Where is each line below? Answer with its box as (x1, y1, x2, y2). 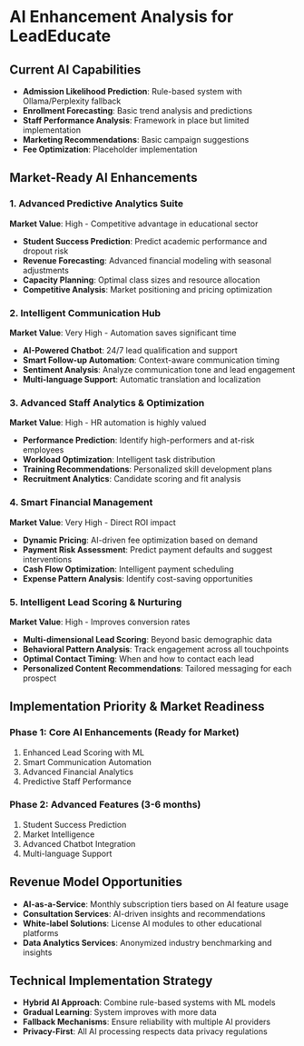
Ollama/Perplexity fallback (22, 95, 122, 106)
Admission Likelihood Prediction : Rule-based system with (22, 86, 242, 96)
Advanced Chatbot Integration (22, 838, 136, 849)
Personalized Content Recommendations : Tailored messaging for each (22, 662, 292, 673)
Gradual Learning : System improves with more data (22, 1007, 217, 1018)
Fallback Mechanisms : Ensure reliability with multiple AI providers (22, 1016, 270, 1028)
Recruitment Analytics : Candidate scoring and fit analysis (22, 473, 241, 484)
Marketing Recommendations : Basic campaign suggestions (22, 134, 250, 144)
